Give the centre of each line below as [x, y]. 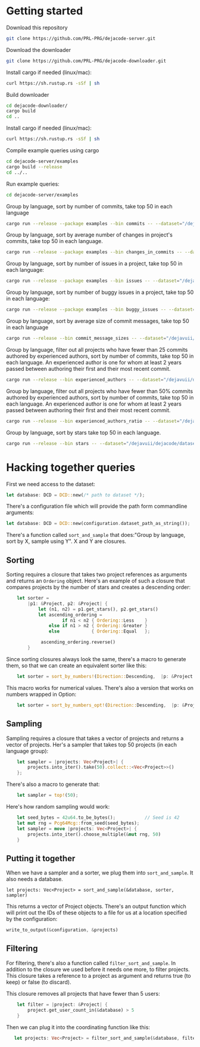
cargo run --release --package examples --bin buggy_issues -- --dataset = [101, 310]
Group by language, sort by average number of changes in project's [89, 235]
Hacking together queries [71, 467]
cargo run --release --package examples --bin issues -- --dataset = [93, 281]
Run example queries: [33, 184]
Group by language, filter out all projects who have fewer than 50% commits [100, 391]
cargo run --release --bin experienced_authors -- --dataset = [85, 380]
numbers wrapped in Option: [41, 694]
